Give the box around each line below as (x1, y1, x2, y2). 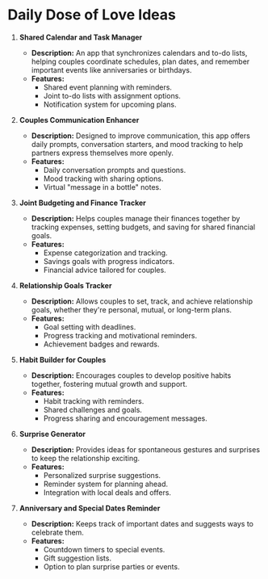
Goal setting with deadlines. (43, 321, 136, 332)
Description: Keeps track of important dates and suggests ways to (31, 518, 253, 528)
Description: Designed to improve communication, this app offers (31, 131, 251, 141)
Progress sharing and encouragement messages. (43, 413, 207, 423)
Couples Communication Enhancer (19, 115, 140, 124)
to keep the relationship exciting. (31, 453, 140, 463)
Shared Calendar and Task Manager (19, 32, 143, 42)
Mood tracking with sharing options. (43, 174, 164, 183)
